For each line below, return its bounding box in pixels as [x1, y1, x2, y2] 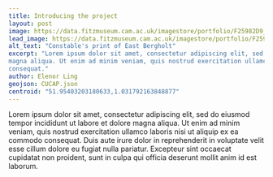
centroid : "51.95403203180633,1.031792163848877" [8, 87, 180, 96]
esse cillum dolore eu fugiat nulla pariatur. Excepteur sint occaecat [8, 144, 232, 154]
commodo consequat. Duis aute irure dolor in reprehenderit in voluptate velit [8, 136, 264, 145]
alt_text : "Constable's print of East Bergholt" [8, 42, 176, 50]
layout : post [8, 19, 53, 28]
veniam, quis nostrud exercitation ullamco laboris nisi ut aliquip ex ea [8, 127, 239, 136]
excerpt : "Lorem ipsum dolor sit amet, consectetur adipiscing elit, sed [8, 50, 264, 58]
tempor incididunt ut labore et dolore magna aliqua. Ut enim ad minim [8, 119, 240, 128]
